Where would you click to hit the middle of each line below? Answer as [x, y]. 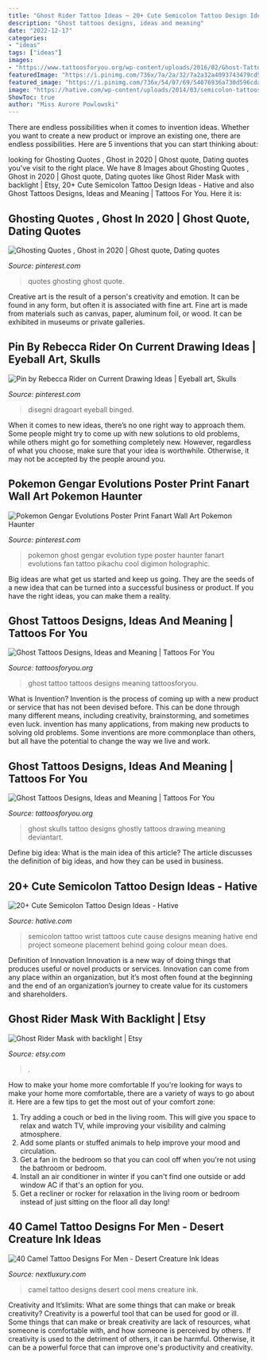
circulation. [38, 1151]
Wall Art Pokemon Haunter [75, 496]
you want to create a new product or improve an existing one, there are [124, 136]
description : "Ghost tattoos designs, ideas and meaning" [106, 23]
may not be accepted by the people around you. [87, 458]
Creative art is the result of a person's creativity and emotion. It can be [124, 297]
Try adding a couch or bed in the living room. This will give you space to [137, 1117]
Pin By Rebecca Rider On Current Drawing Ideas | [132, 347]
